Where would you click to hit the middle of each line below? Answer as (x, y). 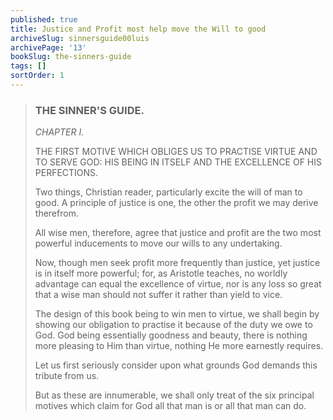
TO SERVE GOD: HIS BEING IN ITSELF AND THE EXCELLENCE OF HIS (178, 162)
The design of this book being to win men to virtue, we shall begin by (177, 314)
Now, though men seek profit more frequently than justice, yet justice (177, 263)
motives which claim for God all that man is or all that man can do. (170, 406)
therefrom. (56, 213)
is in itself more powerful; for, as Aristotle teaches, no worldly (161, 273)
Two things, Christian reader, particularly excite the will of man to (168, 192)
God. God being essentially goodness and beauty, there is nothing (171, 335)
